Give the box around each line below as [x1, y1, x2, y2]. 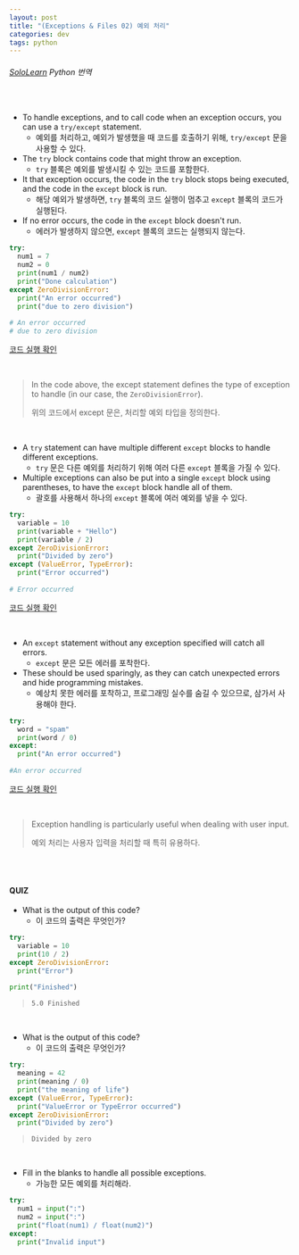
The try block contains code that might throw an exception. [21, 154, 243, 164]
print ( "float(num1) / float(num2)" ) [17, 1220, 154, 1230]
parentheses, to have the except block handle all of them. [21, 482, 233, 493]
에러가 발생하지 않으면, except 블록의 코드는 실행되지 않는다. [35, 226, 245, 237]
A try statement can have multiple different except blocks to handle [21, 443, 270, 453]
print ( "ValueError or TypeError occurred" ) [17, 1101, 181, 1111]
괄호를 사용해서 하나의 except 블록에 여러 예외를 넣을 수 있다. [35, 493, 248, 503]
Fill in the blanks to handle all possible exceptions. [21, 1168, 207, 1178]
